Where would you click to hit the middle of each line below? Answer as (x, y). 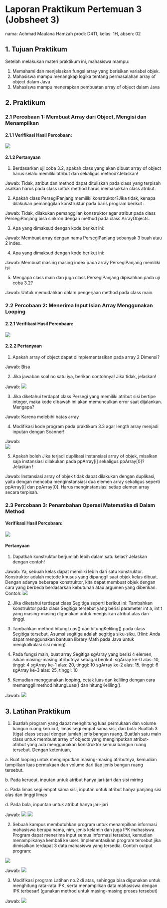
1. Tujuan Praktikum (36, 49)
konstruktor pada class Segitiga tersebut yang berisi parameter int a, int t (87, 608)
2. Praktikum (25, 103)
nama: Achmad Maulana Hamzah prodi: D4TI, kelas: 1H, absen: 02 (73, 33)
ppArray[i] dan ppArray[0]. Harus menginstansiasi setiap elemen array (77, 487)
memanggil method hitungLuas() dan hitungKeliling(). (67, 685)
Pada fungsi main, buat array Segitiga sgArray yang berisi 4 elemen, (83, 654)
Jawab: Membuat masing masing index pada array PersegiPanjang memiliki (83, 263)
